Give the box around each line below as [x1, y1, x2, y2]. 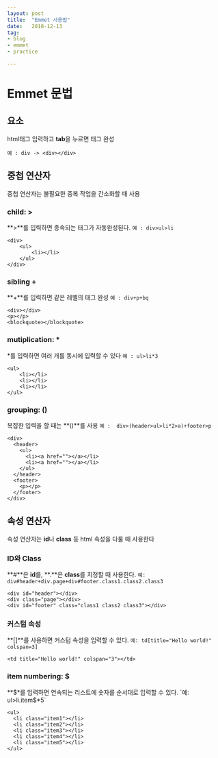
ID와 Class [7, 553, 42, 563]
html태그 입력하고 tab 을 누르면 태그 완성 [7, 134, 115, 143]
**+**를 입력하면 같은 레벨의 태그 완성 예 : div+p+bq [7, 293, 149, 302]
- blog [7, 36, 26, 42]
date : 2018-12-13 [7, 23, 63, 29]
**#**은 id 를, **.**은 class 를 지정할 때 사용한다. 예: [7, 570, 146, 578]
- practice [7, 49, 38, 56]
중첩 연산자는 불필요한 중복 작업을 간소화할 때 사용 [7, 189, 140, 197]
